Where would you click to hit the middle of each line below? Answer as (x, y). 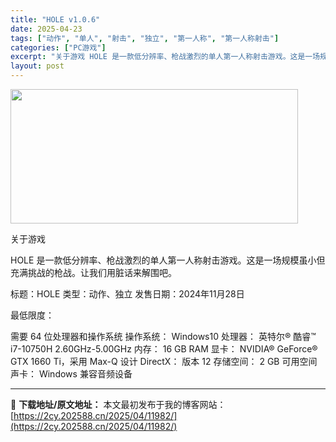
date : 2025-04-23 (46, 29)
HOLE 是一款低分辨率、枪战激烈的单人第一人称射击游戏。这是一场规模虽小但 (168, 260)
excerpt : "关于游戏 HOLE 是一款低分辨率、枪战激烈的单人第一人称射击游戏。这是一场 (165, 57)
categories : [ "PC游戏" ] (58, 47)
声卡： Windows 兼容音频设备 (71, 374)
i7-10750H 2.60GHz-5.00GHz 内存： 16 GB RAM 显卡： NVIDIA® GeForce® (164, 349)
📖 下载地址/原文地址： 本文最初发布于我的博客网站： (118, 404)
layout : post (37, 66)
